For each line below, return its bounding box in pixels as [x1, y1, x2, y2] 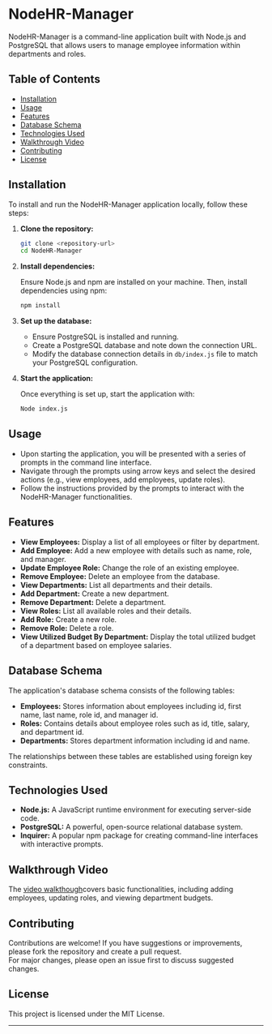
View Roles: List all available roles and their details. [19, 606, 192, 616]
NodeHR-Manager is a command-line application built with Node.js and [8, 32, 247, 41]
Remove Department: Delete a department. [19, 597, 167, 607]
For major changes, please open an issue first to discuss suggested [8, 955, 234, 965]
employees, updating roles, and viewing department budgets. [8, 893, 214, 903]
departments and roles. [8, 49, 87, 58]
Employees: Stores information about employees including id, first [19, 701, 241, 710]
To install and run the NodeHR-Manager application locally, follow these [8, 200, 249, 209]
